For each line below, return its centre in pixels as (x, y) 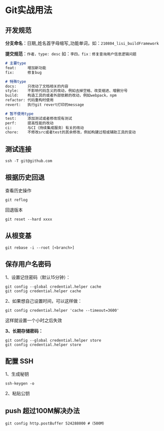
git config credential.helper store (43, 345)
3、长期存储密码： (24, 331)
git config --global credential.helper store (53, 340)
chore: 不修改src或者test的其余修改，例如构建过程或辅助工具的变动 (71, 132)
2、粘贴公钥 (17, 394)
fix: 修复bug (23, 72)
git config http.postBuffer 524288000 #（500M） (56, 424)
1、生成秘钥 (17, 374)
